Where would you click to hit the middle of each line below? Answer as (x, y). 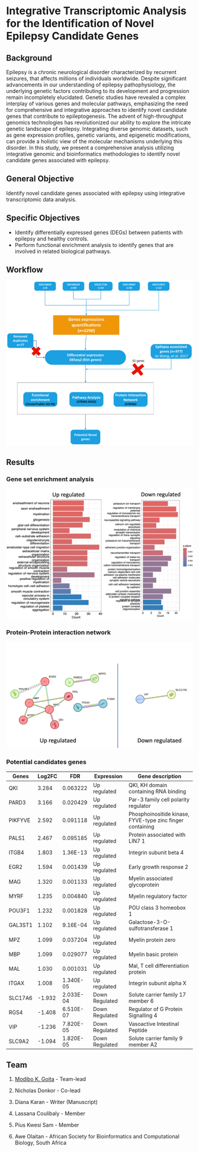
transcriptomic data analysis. (41, 199)
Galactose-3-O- (149, 922)
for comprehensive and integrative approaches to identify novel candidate (97, 110)
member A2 (143, 1044)
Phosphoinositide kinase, (159, 814)
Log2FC (47, 776)
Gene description (160, 776)
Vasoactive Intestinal (154, 1023)
